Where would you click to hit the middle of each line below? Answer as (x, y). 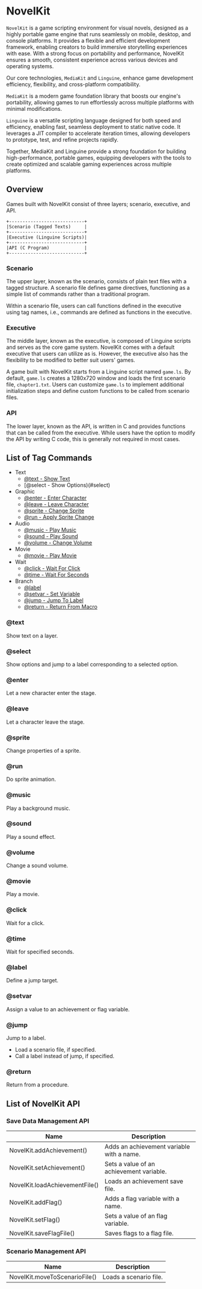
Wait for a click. (26, 923)
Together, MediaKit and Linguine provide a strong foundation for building (96, 151)
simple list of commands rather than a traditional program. (78, 294)
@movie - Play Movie (50, 556)
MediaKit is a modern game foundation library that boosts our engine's (94, 96)
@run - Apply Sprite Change (59, 517)
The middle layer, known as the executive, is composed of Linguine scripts (99, 341)
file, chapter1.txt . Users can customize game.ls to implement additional (95, 384)
